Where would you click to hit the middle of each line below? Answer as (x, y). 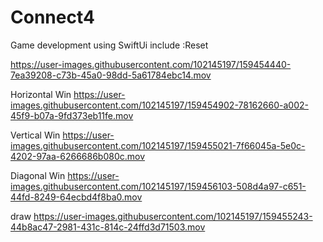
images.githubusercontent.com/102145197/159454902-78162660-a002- (159, 105)
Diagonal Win (38, 175)
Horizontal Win (41, 94)
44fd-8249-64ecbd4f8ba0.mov (76, 197)
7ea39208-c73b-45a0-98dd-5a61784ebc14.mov (111, 75)
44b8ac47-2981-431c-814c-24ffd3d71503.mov (108, 227)
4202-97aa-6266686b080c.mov (78, 156)
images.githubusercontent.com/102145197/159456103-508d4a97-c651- (158, 186)
